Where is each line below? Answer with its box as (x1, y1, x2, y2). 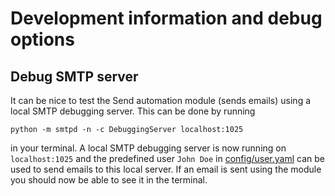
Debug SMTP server (10, 68, 139, 85)
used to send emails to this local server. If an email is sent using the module (10, 163, 322, 175)
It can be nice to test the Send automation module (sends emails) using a (10, 95, 312, 106)
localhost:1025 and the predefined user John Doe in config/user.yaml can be (10, 153, 326, 164)
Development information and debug (10, 7, 323, 30)
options (10, 28, 75, 51)
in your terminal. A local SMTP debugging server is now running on (10, 142, 287, 154)
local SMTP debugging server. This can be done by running (10, 105, 256, 117)
